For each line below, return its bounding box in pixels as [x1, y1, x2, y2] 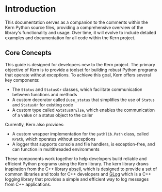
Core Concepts [5, 49, 52, 57]
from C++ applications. [5, 181, 51, 187]
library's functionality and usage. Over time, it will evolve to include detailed [5, 30, 157, 35]
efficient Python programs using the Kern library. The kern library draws [5, 161, 149, 166]
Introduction [5, 3, 56, 15]
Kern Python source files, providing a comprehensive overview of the [5, 24, 144, 30]
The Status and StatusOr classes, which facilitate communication [12, 86, 143, 92]
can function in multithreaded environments [12, 146, 100, 152]
